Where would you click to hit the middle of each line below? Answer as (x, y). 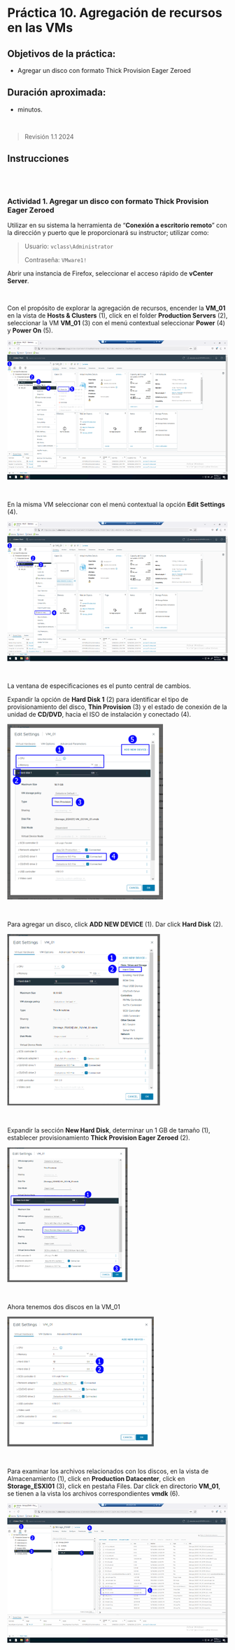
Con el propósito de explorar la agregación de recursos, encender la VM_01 (116, 308)
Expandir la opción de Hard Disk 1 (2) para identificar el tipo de (98, 699)
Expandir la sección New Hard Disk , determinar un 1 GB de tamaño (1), (109, 1130)
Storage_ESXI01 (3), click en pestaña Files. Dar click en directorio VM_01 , (114, 1486)
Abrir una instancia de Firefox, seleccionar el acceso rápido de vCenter (110, 273)
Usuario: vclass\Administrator (69, 246)
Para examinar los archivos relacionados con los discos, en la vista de (108, 1471)
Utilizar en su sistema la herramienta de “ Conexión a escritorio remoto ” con (117, 225)
